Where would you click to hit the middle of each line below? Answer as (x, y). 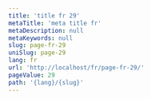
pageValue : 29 (32, 75)
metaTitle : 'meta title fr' (55, 23)
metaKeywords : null (41, 38)
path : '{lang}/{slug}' (46, 82)
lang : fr (23, 61)
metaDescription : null (46, 30)
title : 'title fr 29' (44, 16)
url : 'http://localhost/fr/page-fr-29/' (77, 68)
